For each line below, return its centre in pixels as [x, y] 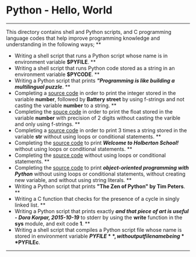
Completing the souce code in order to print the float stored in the [94, 111]
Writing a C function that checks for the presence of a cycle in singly [97, 198]
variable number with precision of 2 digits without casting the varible [97, 118]
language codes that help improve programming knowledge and [83, 38]
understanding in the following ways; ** [54, 44]
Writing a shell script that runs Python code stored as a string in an [94, 68]
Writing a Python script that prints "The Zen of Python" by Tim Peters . [100, 186]
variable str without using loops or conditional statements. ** [88, 136]
